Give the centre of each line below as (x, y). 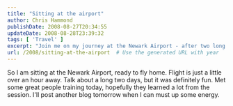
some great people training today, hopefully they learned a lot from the (109, 87)
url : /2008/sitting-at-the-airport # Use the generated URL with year (113, 53)
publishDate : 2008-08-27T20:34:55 (57, 26)
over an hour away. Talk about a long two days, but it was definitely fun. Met (116, 79)
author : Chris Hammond (40, 20)
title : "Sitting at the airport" (56, 14)
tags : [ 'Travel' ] (35, 40)
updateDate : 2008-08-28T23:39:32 (56, 33)
